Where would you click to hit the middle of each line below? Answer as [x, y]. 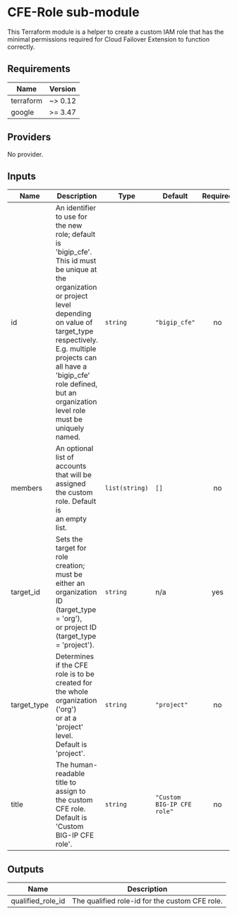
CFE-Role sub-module [73, 12]
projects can [76, 358]
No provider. [25, 154]
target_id [25, 592]
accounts [71, 466]
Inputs [22, 176]
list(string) [127, 488]
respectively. [77, 340]
